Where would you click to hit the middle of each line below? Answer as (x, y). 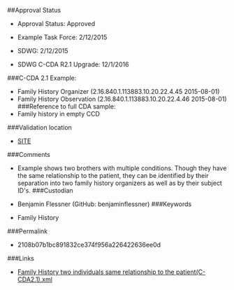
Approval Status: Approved (56, 23)
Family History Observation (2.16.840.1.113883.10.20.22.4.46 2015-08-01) (122, 99)
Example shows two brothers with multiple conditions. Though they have (122, 168)
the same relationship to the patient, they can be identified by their (113, 175)
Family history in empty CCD (58, 114)
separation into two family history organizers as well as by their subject (119, 183)
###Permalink (27, 231)
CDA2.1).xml (35, 279)
